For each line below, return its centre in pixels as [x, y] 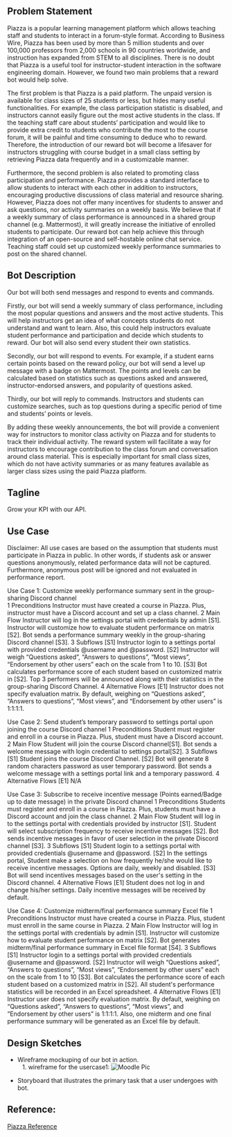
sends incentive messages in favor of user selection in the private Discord [113, 838]
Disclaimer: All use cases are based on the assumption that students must [113, 548]
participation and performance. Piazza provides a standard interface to [108, 180]
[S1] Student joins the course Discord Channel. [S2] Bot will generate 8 [108, 759]
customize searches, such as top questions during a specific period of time [115, 406]
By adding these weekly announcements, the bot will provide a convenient [113, 427]
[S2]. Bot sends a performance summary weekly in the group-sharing [106, 635]
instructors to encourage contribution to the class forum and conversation [113, 449]
